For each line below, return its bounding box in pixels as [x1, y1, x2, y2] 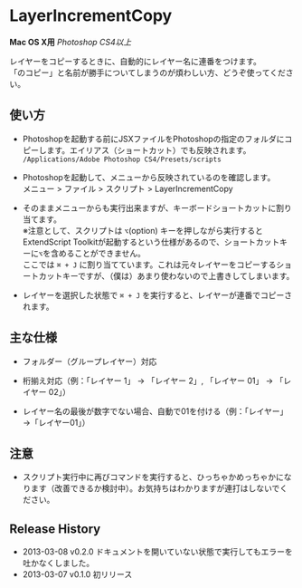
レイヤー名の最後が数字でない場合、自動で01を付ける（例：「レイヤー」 [22, 405, 288, 417]
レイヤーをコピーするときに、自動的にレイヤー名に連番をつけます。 [9, 55, 262, 66]
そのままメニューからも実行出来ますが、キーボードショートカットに [22, 202, 277, 213]
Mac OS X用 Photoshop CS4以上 [9, 36, 132, 47]
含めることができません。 [50, 247, 146, 258]
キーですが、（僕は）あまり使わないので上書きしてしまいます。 [61, 270, 295, 281]
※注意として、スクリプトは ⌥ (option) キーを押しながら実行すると [22, 225, 264, 236]
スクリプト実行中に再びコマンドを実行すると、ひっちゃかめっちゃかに [22, 472, 285, 483]
